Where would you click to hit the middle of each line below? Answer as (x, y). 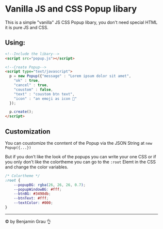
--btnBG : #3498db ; (32, 194)
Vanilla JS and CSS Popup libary (71, 9)
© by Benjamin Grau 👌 (28, 221)
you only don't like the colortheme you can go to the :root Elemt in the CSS (81, 162)
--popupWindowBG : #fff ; (38, 189)
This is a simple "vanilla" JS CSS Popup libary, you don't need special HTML (81, 22)
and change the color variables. (37, 167)
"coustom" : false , (33, 90)
